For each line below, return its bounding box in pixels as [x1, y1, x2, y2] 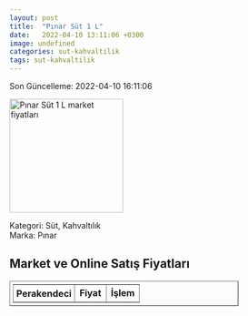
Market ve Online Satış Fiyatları [9, 256, 191, 271]
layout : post [9, 13, 59, 23]
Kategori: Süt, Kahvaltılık [9, 220, 102, 230]
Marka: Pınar [9, 229, 57, 240]
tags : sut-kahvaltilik [9, 56, 95, 65]
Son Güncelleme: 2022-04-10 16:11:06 [9, 81, 153, 91]
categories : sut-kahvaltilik [9, 47, 120, 56]
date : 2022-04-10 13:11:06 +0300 [9, 30, 144, 39]
